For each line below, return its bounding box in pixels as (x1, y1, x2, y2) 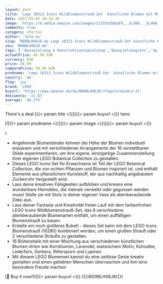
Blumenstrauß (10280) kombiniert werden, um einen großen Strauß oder (12, 228, 157, 234)
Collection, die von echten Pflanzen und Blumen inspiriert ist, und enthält (12, 166, 158, 172)
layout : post (5, 7, 32, 12)
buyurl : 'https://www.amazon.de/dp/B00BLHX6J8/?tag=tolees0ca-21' (5, 89, 142, 94)
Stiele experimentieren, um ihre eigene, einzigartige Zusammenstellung (12, 151, 155, 156)
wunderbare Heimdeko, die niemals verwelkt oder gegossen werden (12, 187, 149, 192)
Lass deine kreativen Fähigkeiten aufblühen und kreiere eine (12, 181, 133, 188)
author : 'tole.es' (5, 35, 42, 39)
